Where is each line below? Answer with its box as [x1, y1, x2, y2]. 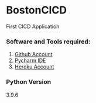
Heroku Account [14, 63, 54, 70]
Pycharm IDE [14, 57, 46, 64]
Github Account [14, 51, 53, 58]
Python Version [6, 78, 52, 86]
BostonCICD [6, 4, 67, 17]
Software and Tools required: [6, 37, 91, 46]
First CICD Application [6, 23, 60, 30]
